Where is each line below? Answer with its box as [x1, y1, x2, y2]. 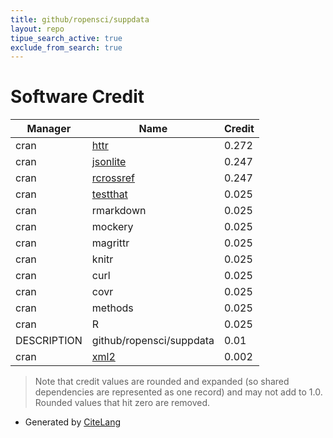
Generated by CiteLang [24, 416, 122, 428]
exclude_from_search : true [10, 42, 123, 53]
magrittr [91, 236, 130, 250]
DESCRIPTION [15, 334, 83, 348]
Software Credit [10, 86, 145, 108]
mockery [91, 220, 134, 234]
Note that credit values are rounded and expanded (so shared [34, 376, 290, 388]
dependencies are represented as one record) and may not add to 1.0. [34, 386, 323, 398]
